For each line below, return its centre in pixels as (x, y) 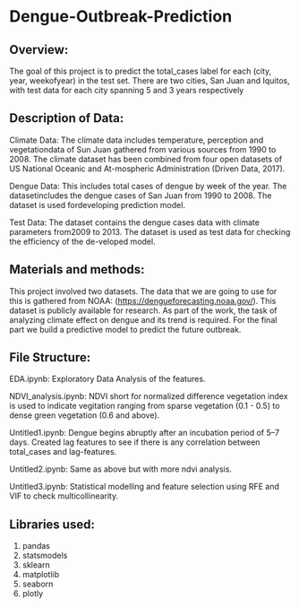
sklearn (36, 565)
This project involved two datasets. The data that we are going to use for (143, 291)
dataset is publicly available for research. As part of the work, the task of (143, 310)
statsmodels (45, 556)
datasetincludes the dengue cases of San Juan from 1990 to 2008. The (141, 195)
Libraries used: (52, 524)
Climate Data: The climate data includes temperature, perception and (137, 140)
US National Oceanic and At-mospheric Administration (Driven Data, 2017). (147, 169)
